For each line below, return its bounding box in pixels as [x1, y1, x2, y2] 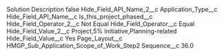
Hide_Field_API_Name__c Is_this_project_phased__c [6, 12, 153, 20]
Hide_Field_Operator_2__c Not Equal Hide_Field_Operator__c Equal [6, 20, 195, 28]
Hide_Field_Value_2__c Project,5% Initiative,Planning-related [6, 27, 177, 35]
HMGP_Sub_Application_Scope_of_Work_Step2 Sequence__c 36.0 [6, 42, 194, 49]
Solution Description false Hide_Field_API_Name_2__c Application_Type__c [6, 5, 218, 13]
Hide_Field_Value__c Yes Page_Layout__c [6, 34, 123, 42]
